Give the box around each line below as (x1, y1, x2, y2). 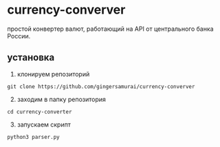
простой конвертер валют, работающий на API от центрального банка (7, 25, 214, 33)
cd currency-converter (7, 108, 72, 115)
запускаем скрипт (16, 120, 71, 129)
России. (7, 31, 31, 40)
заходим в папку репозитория (16, 95, 107, 103)
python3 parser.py (7, 133, 60, 140)
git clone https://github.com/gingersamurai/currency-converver (7, 83, 195, 90)
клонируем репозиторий (16, 70, 90, 78)
